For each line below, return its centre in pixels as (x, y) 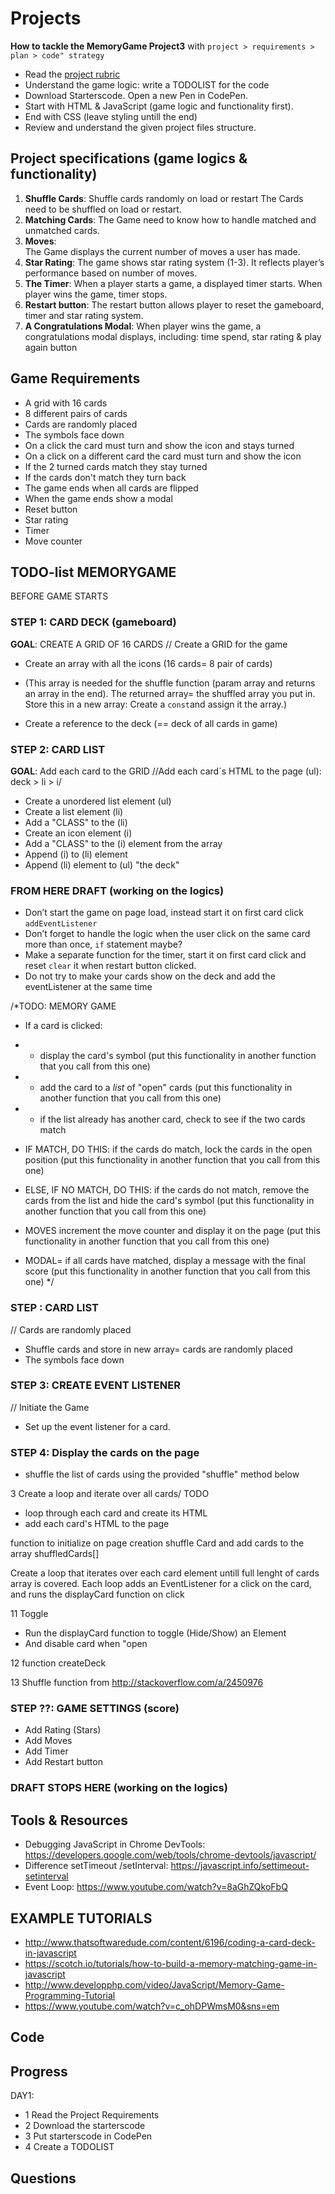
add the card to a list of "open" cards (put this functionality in (166, 1088)
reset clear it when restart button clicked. (110, 966)
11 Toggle (29, 1614)
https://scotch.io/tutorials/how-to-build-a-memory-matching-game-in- (171, 1963)
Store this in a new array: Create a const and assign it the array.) (155, 704)
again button (51, 347)
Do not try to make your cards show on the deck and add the (150, 976)
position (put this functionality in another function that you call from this (172, 1160)
